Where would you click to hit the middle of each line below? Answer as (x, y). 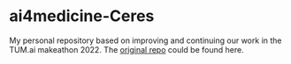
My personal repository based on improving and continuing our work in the (145, 40)
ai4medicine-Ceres (82, 16)
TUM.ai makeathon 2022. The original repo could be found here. (127, 49)
